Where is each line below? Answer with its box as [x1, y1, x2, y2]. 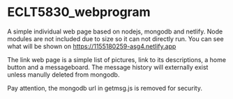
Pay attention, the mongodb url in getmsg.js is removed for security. [7, 84, 203, 92]
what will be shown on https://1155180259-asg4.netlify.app [7, 42, 176, 50]
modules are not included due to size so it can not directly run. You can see [7, 34, 225, 43]
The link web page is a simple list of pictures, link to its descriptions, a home [7, 55, 227, 63]
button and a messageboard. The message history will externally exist [7, 63, 209, 71]
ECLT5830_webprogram [7, 4, 151, 20]
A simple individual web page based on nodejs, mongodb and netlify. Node [7, 27, 223, 36]
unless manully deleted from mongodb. [7, 70, 120, 79]
